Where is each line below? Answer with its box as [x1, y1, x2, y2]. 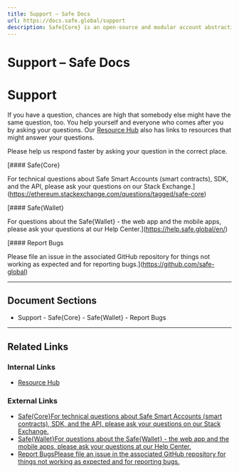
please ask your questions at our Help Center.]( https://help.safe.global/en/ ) [7, 225, 228, 233]
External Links [7, 395, 58, 405]
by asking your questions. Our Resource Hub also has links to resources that [7, 125, 232, 134]
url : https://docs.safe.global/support [7, 17, 126, 24]
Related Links [7, 341, 69, 353]
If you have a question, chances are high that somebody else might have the [7, 110, 231, 119]
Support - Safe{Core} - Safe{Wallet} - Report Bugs [17, 314, 166, 322]
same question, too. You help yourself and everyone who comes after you [7, 118, 224, 127]
